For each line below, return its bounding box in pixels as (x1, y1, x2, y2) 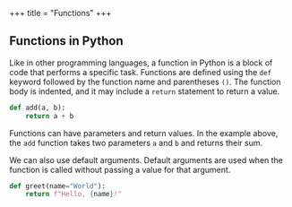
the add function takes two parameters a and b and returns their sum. (9, 137, 262, 148)
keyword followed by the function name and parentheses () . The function (9, 76, 281, 87)
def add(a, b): (9, 103, 66, 112)
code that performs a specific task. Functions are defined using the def (9, 66, 271, 77)
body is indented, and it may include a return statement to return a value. (9, 85, 280, 97)
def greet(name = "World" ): (9, 181, 106, 191)
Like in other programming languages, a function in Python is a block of (9, 57, 273, 68)
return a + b (25, 111, 74, 120)
